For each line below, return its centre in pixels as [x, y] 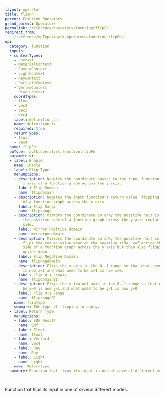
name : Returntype [32, 366]
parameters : [22, 156]
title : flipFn [20, 14]
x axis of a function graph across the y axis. [72, 183]
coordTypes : [26, 96]
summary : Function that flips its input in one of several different [82, 371]
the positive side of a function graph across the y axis [83, 220]
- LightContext [29, 74]
